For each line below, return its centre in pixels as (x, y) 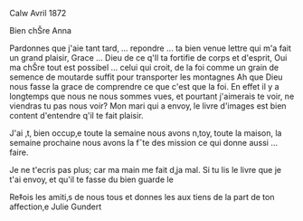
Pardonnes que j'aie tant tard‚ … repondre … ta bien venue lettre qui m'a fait (150, 48)
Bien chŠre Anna (41, 30)
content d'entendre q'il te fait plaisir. (76, 115)
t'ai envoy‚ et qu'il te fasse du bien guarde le (91, 179)
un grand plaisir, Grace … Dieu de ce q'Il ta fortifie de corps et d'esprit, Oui (148, 58)
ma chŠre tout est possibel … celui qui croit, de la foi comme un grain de (144, 67)
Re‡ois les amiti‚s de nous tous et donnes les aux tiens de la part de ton (142, 197)
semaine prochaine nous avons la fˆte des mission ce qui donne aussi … (144, 143)
